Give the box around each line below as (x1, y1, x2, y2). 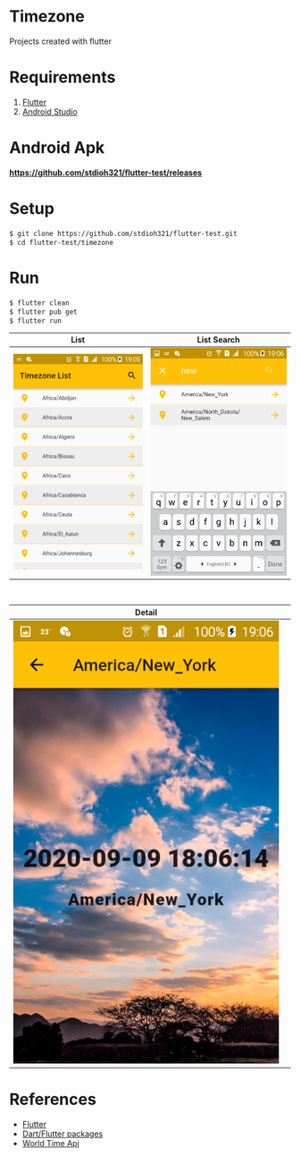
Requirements (9, 67, 116, 88)
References (9, 1089, 96, 1110)
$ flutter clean (9, 298, 70, 308)
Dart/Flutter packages (21, 1128, 104, 1139)
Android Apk (9, 138, 105, 158)
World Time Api (21, 1137, 80, 1148)
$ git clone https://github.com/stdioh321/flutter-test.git (9, 229, 238, 238)
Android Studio (21, 106, 78, 117)
